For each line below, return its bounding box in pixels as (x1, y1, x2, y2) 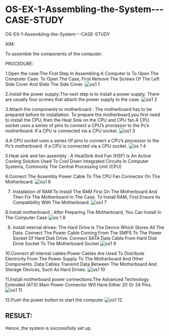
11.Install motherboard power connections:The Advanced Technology (5, 276, 149, 282)
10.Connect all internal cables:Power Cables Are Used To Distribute (5, 250, 145, 256)
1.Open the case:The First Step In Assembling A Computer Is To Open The (5, 70, 159, 77)
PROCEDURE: (5, 60, 34, 66)
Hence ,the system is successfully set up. (5, 325, 92, 331)
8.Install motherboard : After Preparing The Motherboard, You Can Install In (5, 209, 161, 215)
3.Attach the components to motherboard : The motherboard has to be (5, 106, 152, 112)
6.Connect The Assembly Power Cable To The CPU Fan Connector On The (5, 173, 160, 179)
